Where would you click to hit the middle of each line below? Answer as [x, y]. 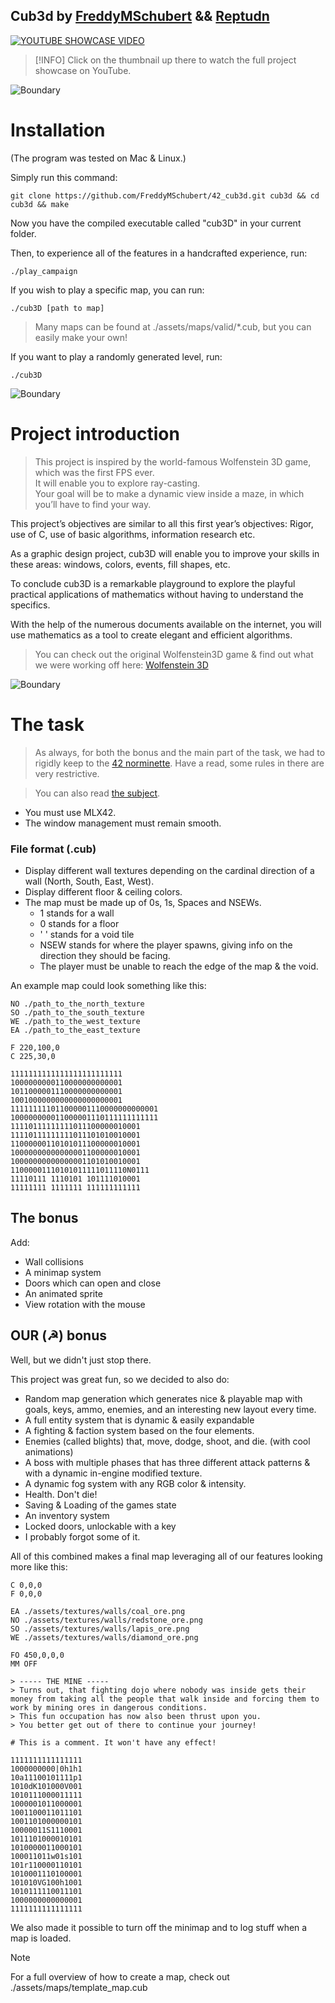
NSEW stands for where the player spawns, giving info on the [166, 945]
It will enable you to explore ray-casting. [117, 483]
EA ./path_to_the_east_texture [75, 1030]
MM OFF [24, 1664]
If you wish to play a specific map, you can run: [107, 290]
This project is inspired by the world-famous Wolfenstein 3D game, [173, 461]
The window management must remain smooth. [123, 823]
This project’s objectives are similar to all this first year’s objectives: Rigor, [162, 523]
